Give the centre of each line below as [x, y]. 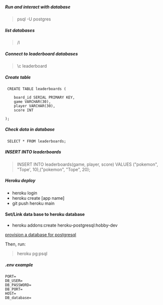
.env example [19, 265]
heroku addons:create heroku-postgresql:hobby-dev [65, 225]
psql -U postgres [34, 19]
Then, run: [15, 244]
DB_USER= [14, 281]
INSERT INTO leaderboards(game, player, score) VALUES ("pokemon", [87, 164]
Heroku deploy [20, 181]
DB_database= [18, 298]
